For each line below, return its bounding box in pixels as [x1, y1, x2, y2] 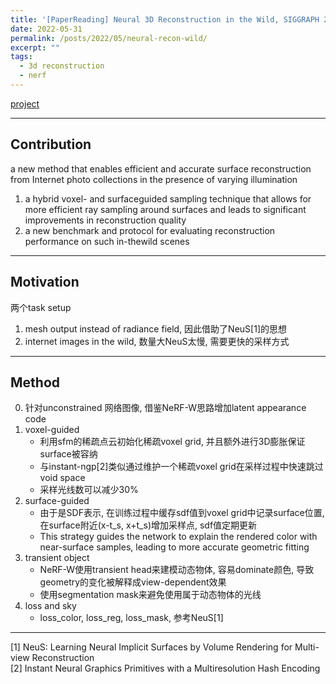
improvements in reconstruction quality [24, 214, 187, 226]
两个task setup [10, 301, 72, 313]
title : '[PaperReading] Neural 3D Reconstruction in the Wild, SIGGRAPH [10, 14, 320, 25]
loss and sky [24, 600, 77, 612]
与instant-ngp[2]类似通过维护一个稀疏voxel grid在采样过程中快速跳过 [39, 461, 324, 473]
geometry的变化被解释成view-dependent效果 [39, 576, 227, 588]
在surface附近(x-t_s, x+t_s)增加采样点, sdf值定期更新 [39, 519, 258, 531]
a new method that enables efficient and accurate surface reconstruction [10, 162, 312, 175]
